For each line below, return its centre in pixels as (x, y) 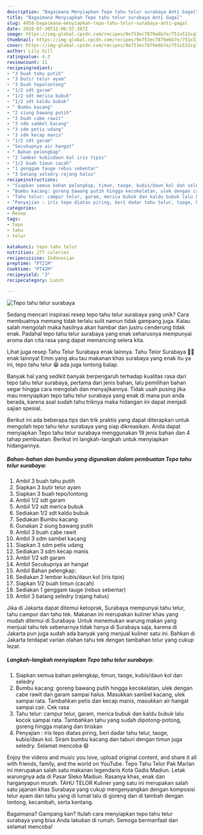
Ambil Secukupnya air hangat (52, 564)
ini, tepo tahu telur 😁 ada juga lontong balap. (63, 364)
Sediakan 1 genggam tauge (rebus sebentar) (70, 590)
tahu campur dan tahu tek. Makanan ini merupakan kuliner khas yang (92, 614)
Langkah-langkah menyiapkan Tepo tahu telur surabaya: (80, 660)
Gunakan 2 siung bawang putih (54, 525)
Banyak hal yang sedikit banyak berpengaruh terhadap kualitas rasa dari (96, 376)
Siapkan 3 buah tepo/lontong (52, 493)
